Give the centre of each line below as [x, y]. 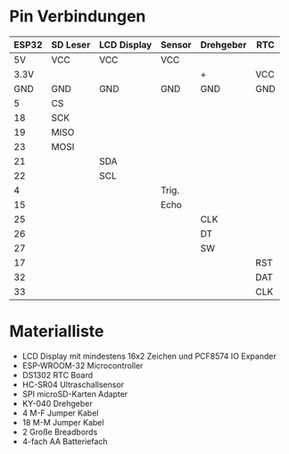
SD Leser [71, 45]
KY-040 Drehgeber [58, 403]
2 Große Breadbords [60, 432]
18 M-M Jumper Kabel [63, 422]
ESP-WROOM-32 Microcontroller [83, 365]
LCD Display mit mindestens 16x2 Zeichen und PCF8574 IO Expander [149, 356]
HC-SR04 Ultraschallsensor [73, 384]
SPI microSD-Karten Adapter [75, 393]
